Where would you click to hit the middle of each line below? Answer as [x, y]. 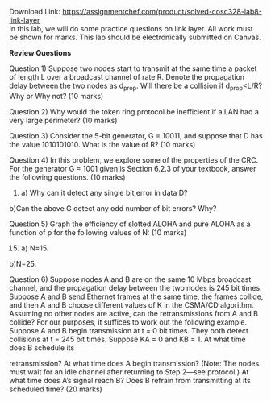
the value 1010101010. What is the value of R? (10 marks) [102, 144]
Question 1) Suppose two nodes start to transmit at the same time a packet [133, 68]
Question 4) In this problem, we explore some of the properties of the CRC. [134, 159]
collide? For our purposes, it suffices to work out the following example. [128, 322]
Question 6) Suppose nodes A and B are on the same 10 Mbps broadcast [130, 279]
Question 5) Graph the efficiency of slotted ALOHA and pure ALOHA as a [130, 224]
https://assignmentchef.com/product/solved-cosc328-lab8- [163, 12]
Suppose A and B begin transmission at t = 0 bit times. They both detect [129, 330]
